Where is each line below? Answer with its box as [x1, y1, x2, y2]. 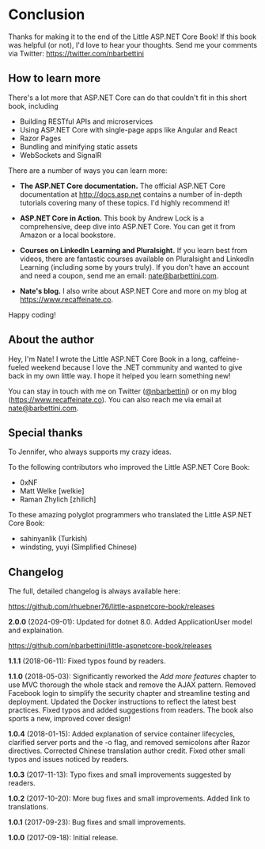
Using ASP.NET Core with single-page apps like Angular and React [19, 125, 238, 134]
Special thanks [8, 426, 83, 440]
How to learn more [8, 71, 101, 85]
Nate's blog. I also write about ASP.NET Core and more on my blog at [19, 286, 248, 295]
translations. [8, 802, 49, 812]
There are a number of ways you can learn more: [8, 165, 168, 175]
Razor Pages [19, 133, 62, 143]
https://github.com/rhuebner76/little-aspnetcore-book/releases [8, 601, 215, 612]
